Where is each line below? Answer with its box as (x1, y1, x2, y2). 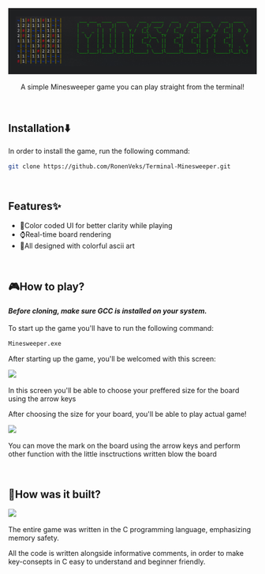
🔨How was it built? (8, 487, 101, 501)
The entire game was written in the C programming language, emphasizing (8, 525, 252, 535)
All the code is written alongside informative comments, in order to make (8, 549, 244, 558)
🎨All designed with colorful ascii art (19, 241, 136, 250)
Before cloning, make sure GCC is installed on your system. (8, 306, 207, 315)
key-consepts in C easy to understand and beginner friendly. (8, 557, 206, 567)
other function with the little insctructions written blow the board (8, 449, 217, 459)
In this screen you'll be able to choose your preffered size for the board (8, 386, 240, 396)
